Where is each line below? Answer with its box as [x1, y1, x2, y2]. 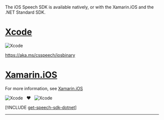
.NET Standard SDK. [5, 9, 46, 15]
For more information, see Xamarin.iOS [5, 85, 83, 91]
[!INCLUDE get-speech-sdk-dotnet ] [5, 104, 77, 110]
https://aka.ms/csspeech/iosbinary [5, 52, 76, 58]
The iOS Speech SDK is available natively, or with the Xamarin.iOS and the [5, 4, 154, 10]
